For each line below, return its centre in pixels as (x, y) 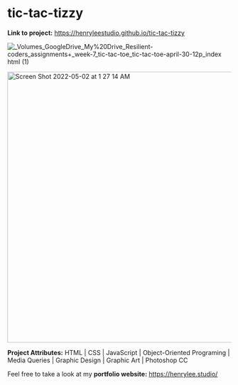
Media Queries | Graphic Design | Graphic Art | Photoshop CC (98, 360)
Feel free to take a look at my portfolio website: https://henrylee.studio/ (113, 374)
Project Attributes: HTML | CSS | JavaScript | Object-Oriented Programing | (119, 352)
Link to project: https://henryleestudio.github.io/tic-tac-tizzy (96, 33)
